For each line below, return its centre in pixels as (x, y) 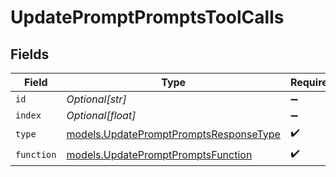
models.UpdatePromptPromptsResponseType (173, 134)
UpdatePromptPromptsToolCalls (147, 17)
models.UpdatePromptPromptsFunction (159, 154)
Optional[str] (96, 99)
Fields (30, 54)
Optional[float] (101, 115)
